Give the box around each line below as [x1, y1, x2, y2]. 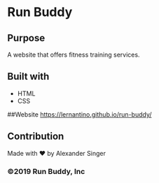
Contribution [7, 131, 64, 142]
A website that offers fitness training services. [7, 50, 140, 59]
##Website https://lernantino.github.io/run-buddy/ [7, 110, 152, 119]
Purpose [7, 32, 46, 44]
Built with [7, 71, 50, 82]
